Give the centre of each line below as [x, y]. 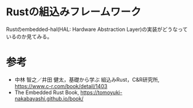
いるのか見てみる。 [29, 36]
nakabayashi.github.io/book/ [49, 98]
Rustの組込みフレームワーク [74, 12]
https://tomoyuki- [101, 92]
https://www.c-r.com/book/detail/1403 [61, 86]
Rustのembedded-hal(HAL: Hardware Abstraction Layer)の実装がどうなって [97, 29]
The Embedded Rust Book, [47, 92]
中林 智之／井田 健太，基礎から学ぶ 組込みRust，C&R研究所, [87, 79]
